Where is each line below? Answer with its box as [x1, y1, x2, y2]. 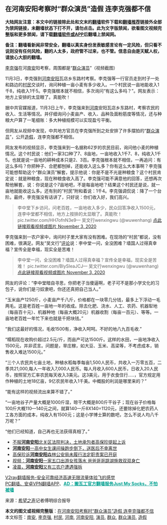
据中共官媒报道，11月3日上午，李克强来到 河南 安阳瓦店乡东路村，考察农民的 [5, 104, 160, 110]
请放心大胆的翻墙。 [5, 54, 45, 60]
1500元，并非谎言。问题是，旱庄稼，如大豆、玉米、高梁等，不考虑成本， [5, 343, 155, 349]
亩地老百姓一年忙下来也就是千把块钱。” [5, 315, 83, 321]
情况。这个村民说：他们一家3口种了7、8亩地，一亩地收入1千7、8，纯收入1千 [5, 151, 162, 157]
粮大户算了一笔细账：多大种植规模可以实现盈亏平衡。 [5, 117, 114, 123]
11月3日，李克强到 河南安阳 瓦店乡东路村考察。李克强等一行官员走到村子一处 [5, 75, 160, 81]
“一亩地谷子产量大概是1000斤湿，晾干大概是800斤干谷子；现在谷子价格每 [5, 399, 156, 405]
